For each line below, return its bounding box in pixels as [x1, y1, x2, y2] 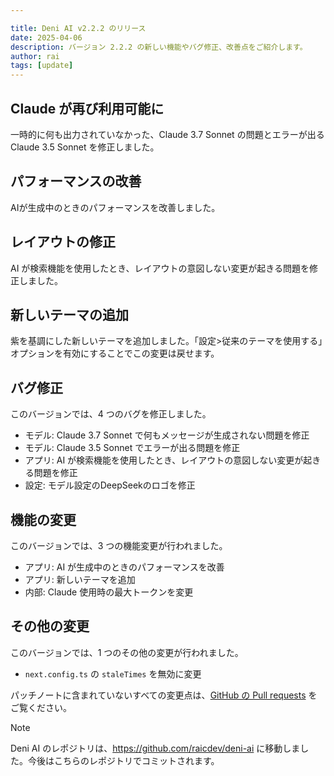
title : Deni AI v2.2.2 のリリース [10, 23, 147, 33]
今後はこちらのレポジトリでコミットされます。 [27, 754, 220, 766]
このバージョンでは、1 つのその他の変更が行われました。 [10, 646, 244, 658]
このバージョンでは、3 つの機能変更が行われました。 [10, 540, 228, 551]
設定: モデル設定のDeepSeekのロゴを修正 [24, 479, 196, 491]
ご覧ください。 [10, 701, 72, 713]
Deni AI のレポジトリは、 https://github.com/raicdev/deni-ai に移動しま [10, 742, 301, 754]
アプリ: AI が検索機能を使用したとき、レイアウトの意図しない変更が [24, 454, 304, 466]
